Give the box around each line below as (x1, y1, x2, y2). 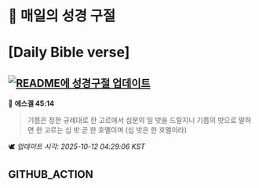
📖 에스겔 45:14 (8, 99, 55, 108)
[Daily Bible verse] (8, 44, 130, 61)
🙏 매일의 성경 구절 (8, 7, 116, 25)
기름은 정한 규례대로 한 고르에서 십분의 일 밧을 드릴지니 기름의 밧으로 (27, 115, 237, 125)
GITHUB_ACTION (8, 168, 94, 181)
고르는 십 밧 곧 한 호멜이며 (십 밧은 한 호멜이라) (44, 125, 187, 135)
